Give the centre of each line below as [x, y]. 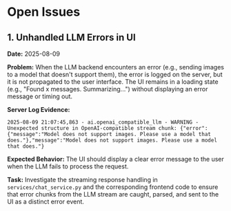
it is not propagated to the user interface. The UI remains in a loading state [113, 82]
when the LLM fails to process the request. [68, 166]
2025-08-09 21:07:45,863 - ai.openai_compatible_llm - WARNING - [103, 122]
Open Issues [44, 12]
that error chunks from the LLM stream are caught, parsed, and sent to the [113, 194]
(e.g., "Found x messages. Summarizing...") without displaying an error [108, 89]
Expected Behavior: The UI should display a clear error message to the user [115, 159]
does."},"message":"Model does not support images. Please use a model [112, 140]
